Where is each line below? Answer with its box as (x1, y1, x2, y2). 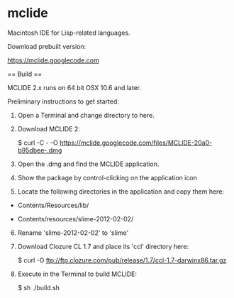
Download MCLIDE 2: (17, 124, 80, 133)
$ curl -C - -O (17, 138, 58, 147)
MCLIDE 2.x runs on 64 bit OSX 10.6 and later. (7, 83, 142, 92)
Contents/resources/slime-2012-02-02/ (17, 214, 134, 223)
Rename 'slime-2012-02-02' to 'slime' (17, 228, 129, 237)
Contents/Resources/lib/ (17, 201, 89, 209)
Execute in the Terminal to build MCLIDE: (17, 270, 137, 278)
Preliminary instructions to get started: (7, 97, 119, 106)
